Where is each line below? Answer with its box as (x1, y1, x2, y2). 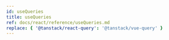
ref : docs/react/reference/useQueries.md (6, 19, 110, 25)
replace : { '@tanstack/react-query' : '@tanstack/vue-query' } (6, 25, 163, 31)
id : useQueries (6, 8, 44, 15)
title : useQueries (6, 14, 52, 20)
